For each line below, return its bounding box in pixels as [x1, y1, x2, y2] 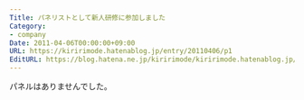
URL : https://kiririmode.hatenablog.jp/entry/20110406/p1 [9, 47, 233, 56]
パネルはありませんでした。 [9, 81, 112, 91]
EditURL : [9, 55, 43, 64]
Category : [9, 22, 47, 31]
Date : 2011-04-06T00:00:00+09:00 [9, 38, 136, 48]
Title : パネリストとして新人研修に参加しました [9, 13, 166, 23]
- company [9, 30, 47, 39]
